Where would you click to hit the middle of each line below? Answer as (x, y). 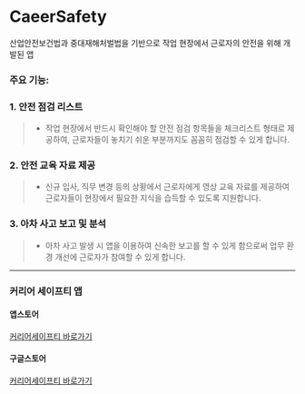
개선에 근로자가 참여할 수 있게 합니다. (120, 257)
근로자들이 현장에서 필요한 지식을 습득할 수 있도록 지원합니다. (153, 198)
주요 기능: (30, 80)
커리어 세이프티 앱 (46, 291)
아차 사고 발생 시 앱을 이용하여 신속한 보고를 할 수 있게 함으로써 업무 (165, 245)
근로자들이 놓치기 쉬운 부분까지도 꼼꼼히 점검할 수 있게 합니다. (181, 140)
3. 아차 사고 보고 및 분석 (58, 224)
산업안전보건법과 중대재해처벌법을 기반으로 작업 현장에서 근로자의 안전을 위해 (145, 43)
